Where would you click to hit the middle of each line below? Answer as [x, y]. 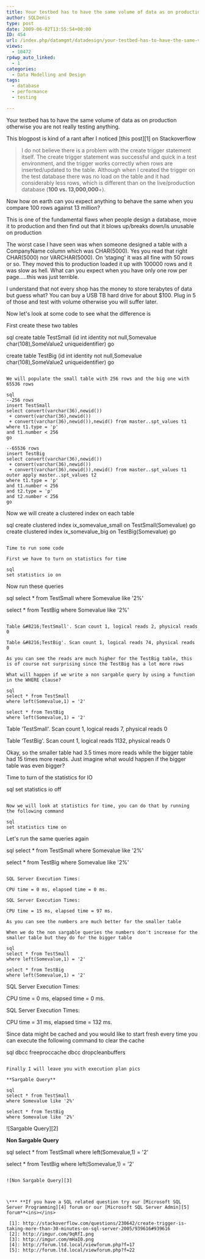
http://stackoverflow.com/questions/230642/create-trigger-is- [105, 1223]
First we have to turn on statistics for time [67, 559]
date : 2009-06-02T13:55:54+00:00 [49, 29]
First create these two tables [42, 325]
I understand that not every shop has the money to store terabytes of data [99, 289]
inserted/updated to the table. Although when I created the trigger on [108, 169]
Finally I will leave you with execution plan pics [73, 1069]
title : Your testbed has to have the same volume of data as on [90, 12]
